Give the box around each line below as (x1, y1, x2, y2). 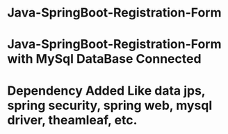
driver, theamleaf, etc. (7, 112, 138, 128)
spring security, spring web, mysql (7, 97, 213, 113)
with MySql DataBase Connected (7, 51, 202, 67)
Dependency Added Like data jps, (7, 83, 206, 98)
